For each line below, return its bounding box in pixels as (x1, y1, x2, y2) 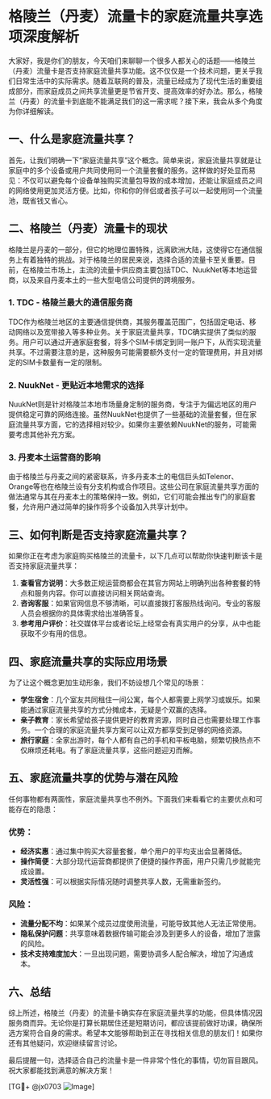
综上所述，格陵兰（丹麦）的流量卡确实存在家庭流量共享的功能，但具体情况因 (8, 1008, 263, 1018)
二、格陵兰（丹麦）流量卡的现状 (8, 221, 168, 235)
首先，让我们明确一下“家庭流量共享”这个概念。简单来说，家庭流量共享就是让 (8, 155, 262, 165)
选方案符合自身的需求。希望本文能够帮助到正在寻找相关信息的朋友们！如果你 (8, 1028, 263, 1038)
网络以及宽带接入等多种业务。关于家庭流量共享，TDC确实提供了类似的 (15, 326, 250, 336)
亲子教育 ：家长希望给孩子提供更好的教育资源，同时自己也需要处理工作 (19, 715, 254, 725)
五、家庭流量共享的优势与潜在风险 (8, 771, 178, 785)
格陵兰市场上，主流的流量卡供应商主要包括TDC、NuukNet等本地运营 (29, 264, 258, 275)
